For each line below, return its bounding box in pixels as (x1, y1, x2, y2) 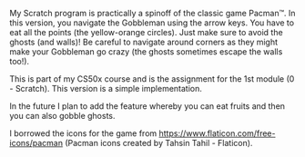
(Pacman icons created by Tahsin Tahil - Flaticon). (65, 138, 253, 148)
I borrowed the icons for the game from (9, 128, 158, 139)
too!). (9, 56, 30, 66)
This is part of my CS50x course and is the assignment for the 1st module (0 (9, 74, 295, 84)
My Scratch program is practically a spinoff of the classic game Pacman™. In (9, 8, 296, 18)
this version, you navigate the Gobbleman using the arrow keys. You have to (9, 17, 294, 28)
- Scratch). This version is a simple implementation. (9, 83, 203, 93)
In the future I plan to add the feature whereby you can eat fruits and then (9, 101, 285, 112)
